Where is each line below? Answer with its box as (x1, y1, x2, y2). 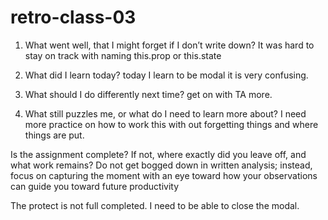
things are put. (24, 129, 85, 141)
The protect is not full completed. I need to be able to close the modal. (10, 199, 300, 211)
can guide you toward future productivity (10, 180, 180, 192)
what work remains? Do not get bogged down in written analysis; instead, (10, 159, 313, 171)
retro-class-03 (10, 6, 137, 29)
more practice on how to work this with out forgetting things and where (24, 118, 319, 130)
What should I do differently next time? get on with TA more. (24, 88, 273, 100)
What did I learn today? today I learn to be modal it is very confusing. (24, 69, 309, 81)
